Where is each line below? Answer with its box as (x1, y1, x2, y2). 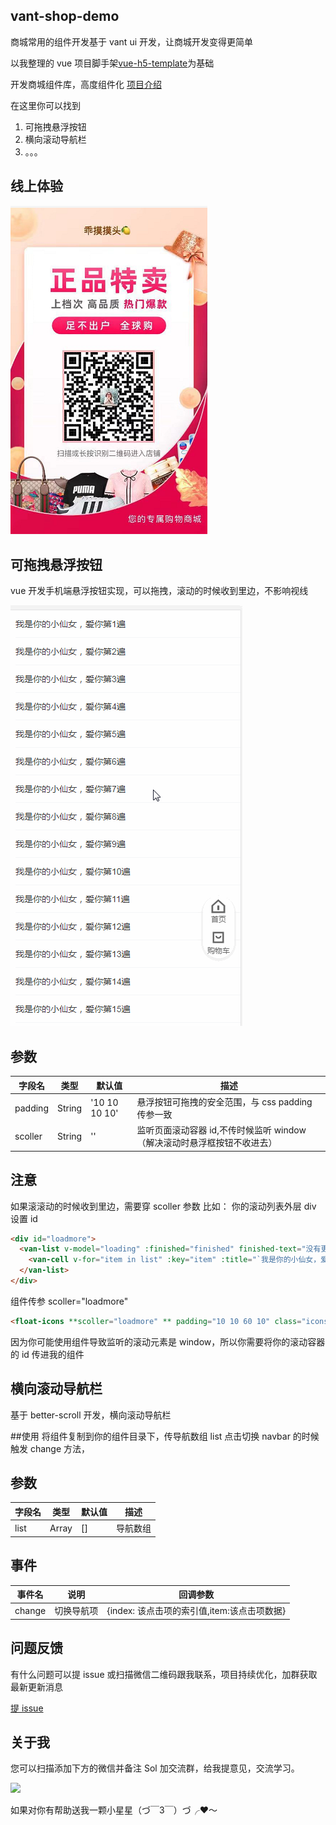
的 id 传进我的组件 (10, 1348, 85, 1360)
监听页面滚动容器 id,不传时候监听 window (136, 1124, 307, 1136)
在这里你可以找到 (10, 99, 81, 111)
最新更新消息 (10, 1680, 63, 1693)
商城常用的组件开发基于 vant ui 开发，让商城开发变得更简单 (10, 35, 253, 48)
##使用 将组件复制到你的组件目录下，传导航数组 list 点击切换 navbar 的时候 (10, 1430, 320, 1442)
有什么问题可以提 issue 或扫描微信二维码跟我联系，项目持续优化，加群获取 (10, 1668, 318, 1680)
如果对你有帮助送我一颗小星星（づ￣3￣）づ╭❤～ (10, 1804, 218, 1816)
